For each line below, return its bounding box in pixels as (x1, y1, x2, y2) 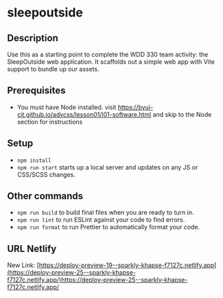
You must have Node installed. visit (16, 103, 117, 111)
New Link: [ (7, 261, 40, 269)
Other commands (7, 190, 84, 202)
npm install (16, 157, 51, 164)
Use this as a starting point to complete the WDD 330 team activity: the (7, 50, 209, 58)
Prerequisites (7, 84, 66, 97)
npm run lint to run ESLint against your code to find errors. (16, 216, 185, 224)
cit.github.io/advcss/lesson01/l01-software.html (16, 110, 152, 118)
